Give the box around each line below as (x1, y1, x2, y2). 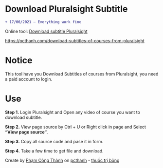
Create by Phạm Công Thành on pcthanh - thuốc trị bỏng (5, 157, 120, 163)
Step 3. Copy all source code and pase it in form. (5, 138, 104, 144)
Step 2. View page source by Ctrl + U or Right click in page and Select (5, 124, 146, 130)
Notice (5, 55, 33, 66)
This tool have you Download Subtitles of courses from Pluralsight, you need (5, 71, 159, 76)
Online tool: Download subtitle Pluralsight (5, 28, 88, 34)
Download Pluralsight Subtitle (5, 3, 128, 15)
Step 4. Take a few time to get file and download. (5, 148, 104, 154)
